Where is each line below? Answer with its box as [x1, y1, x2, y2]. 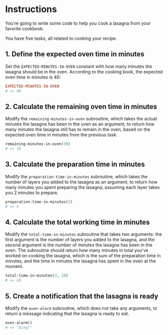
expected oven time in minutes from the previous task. [5, 132, 118, 138]
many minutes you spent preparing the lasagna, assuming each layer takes [5, 184, 160, 190]
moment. [5, 263, 24, 270]
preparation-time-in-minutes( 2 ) [5, 199, 73, 205]
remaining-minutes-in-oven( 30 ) [5, 142, 71, 147]
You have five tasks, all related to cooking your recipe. [5, 35, 117, 41]
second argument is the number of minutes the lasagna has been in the [5, 242, 153, 248]
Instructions [5, 4, 57, 15]
